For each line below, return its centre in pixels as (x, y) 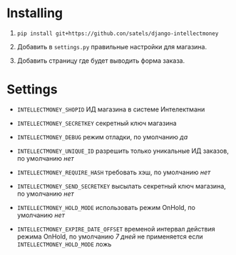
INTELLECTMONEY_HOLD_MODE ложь (64, 244)
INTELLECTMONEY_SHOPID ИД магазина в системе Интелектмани (111, 109)
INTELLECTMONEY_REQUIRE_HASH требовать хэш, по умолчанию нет (114, 172)
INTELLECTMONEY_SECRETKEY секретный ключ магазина (97, 123)
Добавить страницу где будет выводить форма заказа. (101, 60)
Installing (35, 13)
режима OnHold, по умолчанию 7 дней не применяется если (110, 236)
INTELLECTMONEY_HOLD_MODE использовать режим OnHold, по (106, 207)
